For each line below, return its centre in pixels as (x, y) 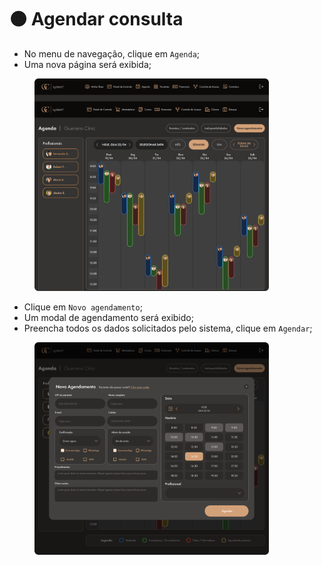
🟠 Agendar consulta (96, 19)
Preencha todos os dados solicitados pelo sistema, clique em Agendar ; (168, 328)
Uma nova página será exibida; (87, 64)
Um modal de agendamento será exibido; (108, 317)
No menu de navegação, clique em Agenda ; (112, 53)
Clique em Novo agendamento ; (83, 307)
